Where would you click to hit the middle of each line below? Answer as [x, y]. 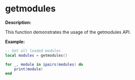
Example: [15, 41]
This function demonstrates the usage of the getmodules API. [68, 32]
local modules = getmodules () [36, 55]
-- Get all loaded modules [33, 51]
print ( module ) [29, 69]
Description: [18, 22]
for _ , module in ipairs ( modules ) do [44, 64]
